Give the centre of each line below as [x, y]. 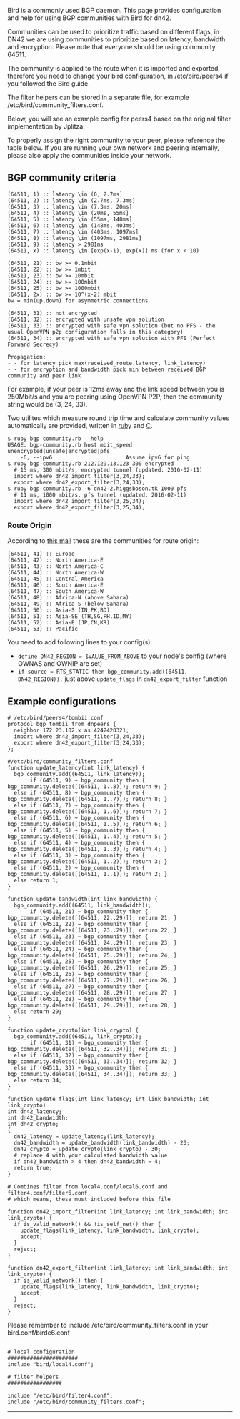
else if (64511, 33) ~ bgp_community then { [81, 1067]
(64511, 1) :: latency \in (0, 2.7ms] [65, 194]
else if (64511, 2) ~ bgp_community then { [79, 867]
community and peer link [44, 375]
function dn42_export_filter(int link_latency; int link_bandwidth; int [118, 1268]
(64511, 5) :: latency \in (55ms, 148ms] [70, 219]
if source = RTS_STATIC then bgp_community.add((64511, [102, 672]
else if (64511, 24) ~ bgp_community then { [81, 949]
